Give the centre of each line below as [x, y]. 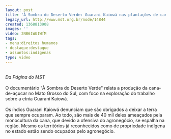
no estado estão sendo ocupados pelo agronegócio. [60, 131]
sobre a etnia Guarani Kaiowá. [37, 99]
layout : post [19, 10]
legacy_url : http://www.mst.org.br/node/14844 [55, 19]
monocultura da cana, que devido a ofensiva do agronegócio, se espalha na [85, 121]
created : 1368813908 [27, 24]
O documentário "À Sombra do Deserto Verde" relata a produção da [76, 88]
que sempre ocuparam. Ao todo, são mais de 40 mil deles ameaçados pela [84, 115]
